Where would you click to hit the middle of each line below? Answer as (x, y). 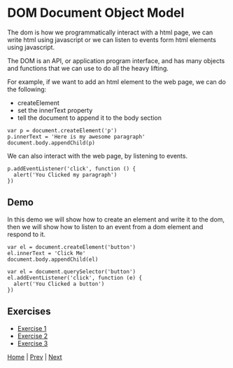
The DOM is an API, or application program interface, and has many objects (116, 60)
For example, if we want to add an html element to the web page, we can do (116, 81)
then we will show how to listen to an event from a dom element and (105, 226)
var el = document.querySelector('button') (72, 271)
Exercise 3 (33, 343)
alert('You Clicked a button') (59, 284)
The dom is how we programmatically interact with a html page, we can (110, 32)
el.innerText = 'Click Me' (47, 253)
